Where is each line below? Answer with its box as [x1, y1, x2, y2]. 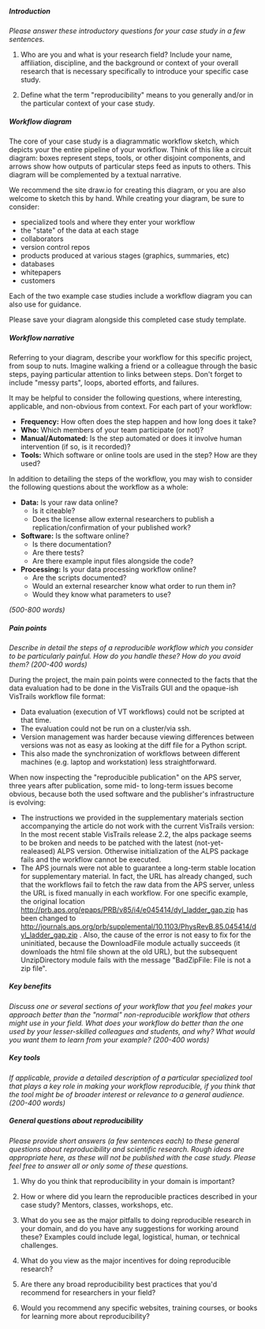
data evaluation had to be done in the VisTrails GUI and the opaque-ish [9, 683, 239, 693]
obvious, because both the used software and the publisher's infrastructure [9, 789, 255, 799]
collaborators [20, 233, 64, 244]
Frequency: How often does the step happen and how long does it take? [20, 416, 257, 426]
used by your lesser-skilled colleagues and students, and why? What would [9, 1026, 256, 1036]
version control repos [20, 242, 90, 251]
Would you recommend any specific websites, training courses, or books [20, 1303, 258, 1312]
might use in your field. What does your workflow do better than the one [9, 1018, 244, 1028]
